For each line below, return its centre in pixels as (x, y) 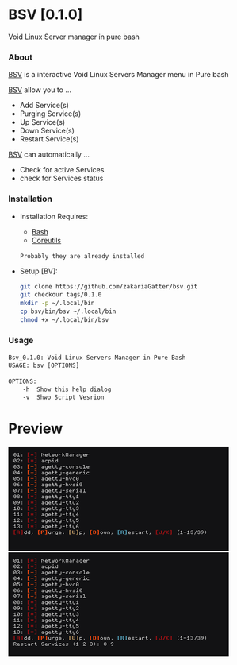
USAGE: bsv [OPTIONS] (44, 366)
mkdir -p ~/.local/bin (57, 304)
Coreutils (46, 240)
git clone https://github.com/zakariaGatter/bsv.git (109, 286)
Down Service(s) (47, 131)
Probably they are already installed (82, 256)
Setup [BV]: (38, 271)
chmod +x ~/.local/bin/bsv (64, 320)
